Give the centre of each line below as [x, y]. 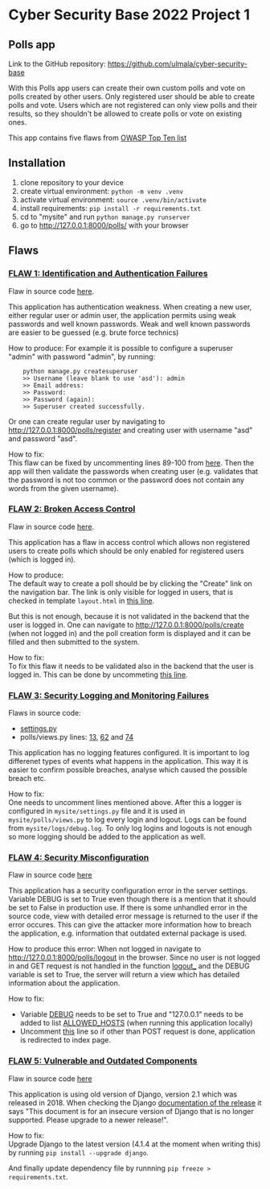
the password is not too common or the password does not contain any [127, 480]
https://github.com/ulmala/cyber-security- [177, 64]
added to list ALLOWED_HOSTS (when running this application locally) [136, 1023]
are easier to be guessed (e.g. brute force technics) [94, 332]
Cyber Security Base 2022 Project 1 [129, 15]
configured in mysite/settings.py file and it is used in [97, 811]
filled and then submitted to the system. [74, 642]
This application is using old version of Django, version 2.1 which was [123, 1094]
